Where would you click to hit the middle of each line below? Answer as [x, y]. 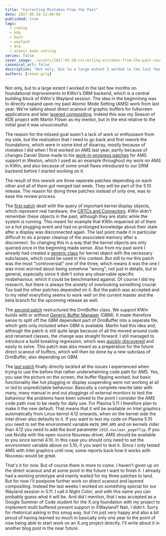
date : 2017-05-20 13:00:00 [33, 14]
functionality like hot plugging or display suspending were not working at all [82, 382]
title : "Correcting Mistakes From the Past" [52, 10]
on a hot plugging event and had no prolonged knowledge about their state [81, 227]
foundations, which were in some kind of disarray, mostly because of [75, 145]
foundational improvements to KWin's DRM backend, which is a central [77, 93]
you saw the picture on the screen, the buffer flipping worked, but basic [78, 377]
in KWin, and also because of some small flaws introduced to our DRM [77, 165]
